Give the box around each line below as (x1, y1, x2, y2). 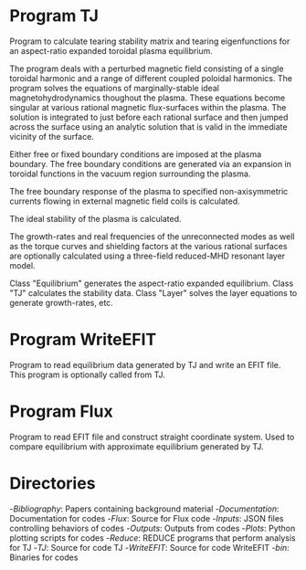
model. (9, 259, 36, 270)
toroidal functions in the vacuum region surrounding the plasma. (9, 168, 251, 179)
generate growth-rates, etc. (9, 297, 114, 308)
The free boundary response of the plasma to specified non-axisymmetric (9, 185, 289, 196)
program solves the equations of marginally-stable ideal (9, 82, 219, 93)
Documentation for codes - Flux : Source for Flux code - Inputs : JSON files (9, 512, 284, 523)
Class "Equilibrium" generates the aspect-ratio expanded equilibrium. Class (9, 278, 294, 289)
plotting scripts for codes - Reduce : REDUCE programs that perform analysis (9, 532, 296, 544)
